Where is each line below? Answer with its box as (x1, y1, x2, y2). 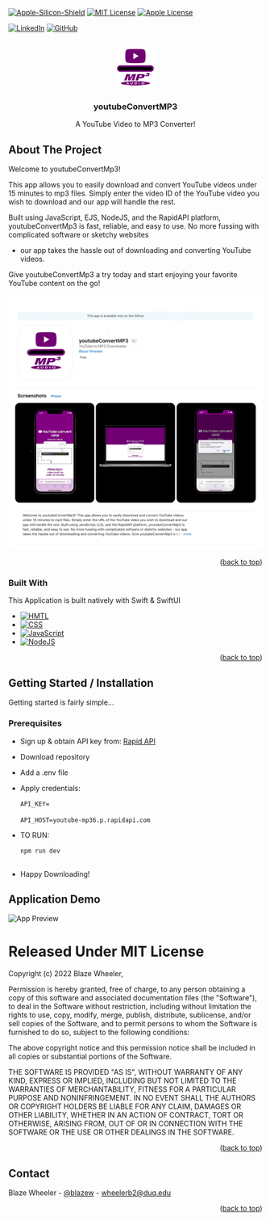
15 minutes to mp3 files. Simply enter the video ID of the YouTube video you (8, 188, 260, 198)
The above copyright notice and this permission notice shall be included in (8, 1043, 255, 1053)
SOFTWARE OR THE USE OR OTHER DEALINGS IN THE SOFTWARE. (8, 1127, 235, 1137)
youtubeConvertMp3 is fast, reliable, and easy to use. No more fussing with (8, 221, 260, 231)
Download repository (19, 752, 90, 761)
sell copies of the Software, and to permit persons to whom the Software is (8, 1019, 258, 1029)
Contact (8, 1166, 50, 1180)
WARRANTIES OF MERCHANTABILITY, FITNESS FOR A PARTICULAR (8, 1084, 236, 1094)
